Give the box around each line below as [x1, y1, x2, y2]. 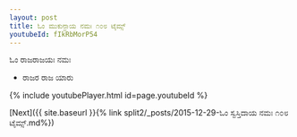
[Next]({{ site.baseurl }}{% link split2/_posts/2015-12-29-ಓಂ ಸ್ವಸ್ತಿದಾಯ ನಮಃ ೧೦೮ [9, 107, 289, 118]
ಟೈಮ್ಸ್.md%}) [9, 117, 55, 128]
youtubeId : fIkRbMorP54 [9, 30, 98, 39]
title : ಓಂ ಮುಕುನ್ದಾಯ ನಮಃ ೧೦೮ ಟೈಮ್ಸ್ [9, 21, 126, 30]
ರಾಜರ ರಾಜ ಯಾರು [21, 73, 74, 83]
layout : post [9, 13, 58, 22]
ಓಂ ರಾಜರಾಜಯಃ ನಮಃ [9, 55, 72, 65]
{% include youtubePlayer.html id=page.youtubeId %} [9, 90, 208, 101]
